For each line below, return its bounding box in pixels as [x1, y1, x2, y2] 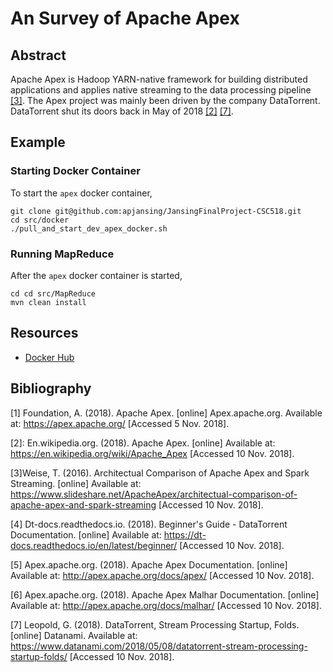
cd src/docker [10, 215, 70, 225]
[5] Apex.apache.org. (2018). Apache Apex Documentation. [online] [10, 558, 288, 571]
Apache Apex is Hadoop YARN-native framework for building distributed [10, 73, 308, 85]
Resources [10, 325, 79, 342]
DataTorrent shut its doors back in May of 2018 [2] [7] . [10, 105, 234, 117]
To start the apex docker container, [10, 187, 153, 199]
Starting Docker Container [10, 164, 141, 178]
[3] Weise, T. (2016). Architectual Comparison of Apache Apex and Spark [10, 467, 310, 479]
